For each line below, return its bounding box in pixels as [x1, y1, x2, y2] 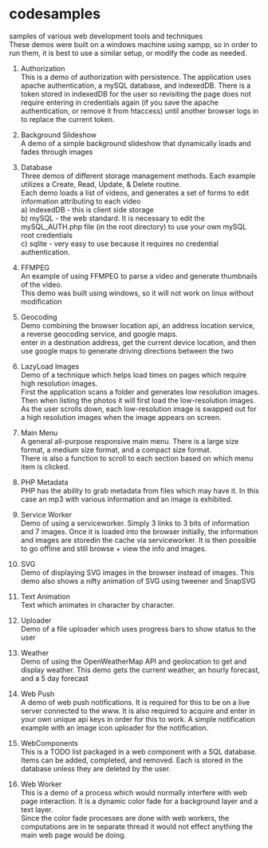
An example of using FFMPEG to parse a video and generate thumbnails [20, 271, 258, 280]
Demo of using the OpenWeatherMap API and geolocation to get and [20, 656, 246, 666]
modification [20, 296, 62, 306]
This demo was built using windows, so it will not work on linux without [20, 288, 254, 298]
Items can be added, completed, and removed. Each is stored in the [20, 755, 243, 765]
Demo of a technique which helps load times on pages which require [20, 370, 246, 379]
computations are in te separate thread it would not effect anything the [20, 822, 254, 831]
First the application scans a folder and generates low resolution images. [20, 386, 260, 396]
